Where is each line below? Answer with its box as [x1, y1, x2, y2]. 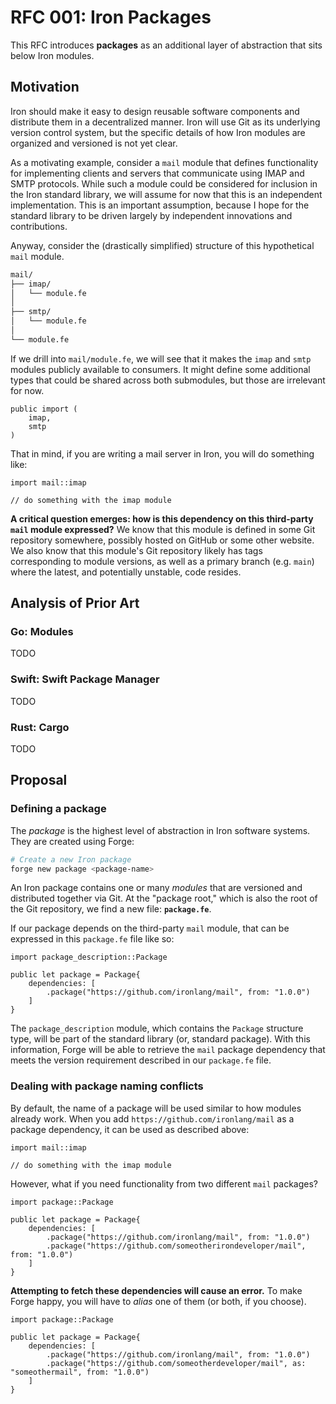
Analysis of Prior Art [10, 595, 140, 612]
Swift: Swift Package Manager [10, 672, 160, 686]
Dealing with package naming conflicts [10, 1079, 204, 1093]
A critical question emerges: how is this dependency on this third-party [10, 512, 314, 525]
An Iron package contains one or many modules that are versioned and [10, 882, 303, 894]
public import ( [10, 404, 78, 414]
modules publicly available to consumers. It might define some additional [10, 363, 311, 375]
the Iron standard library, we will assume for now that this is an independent [10, 188, 323, 200]
